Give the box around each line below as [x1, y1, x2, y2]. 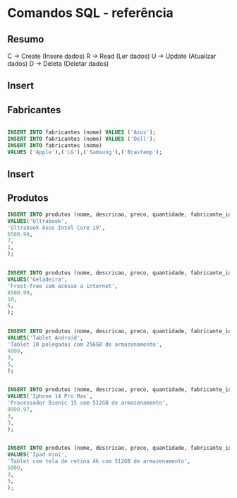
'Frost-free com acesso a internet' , [7, 282, 119, 289]
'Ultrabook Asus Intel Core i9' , [7, 224, 106, 231]
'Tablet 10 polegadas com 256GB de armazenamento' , [7, 341, 162, 348]
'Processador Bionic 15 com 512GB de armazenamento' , [7, 400, 169, 407]
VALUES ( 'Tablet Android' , [7, 335, 83, 342]
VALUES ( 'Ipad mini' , [7, 451, 68, 458]
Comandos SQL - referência [7, 5, 174, 21]
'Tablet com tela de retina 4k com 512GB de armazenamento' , [7, 458, 191, 465]
